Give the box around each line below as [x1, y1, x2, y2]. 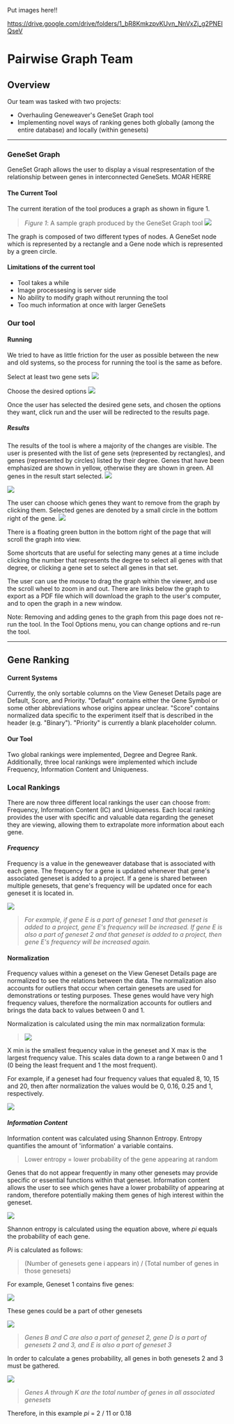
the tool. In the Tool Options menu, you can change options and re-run [18, 620, 221, 628]
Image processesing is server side [17, 286, 116, 294]
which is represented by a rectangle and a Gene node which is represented [7, 240, 223, 248]
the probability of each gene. [7, 1232, 91, 1240]
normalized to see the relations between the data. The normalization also [7, 977, 217, 985]
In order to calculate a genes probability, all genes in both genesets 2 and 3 [7, 1354, 224, 1362]
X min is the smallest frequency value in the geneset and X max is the [7, 1046, 207, 1055]
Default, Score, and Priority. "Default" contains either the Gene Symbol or [7, 696, 218, 705]
